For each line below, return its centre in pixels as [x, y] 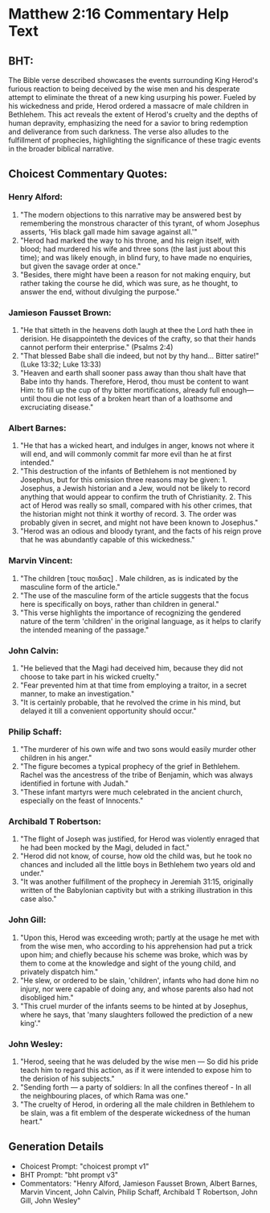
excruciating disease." [57, 407]
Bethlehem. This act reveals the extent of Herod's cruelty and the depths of [133, 114]
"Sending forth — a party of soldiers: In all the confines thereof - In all [135, 1087]
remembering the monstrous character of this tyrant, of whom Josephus [140, 223]
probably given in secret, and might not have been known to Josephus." [139, 523]
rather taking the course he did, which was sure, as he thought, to [129, 283]
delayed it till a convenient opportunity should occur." [108, 711]
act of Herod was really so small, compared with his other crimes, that [136, 505]
